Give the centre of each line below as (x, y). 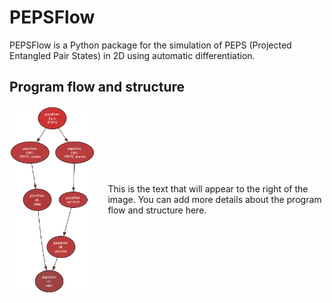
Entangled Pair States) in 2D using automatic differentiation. (132, 55)
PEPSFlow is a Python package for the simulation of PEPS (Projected (150, 45)
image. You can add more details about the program (214, 200)
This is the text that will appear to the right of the (208, 189)
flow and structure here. (157, 210)
